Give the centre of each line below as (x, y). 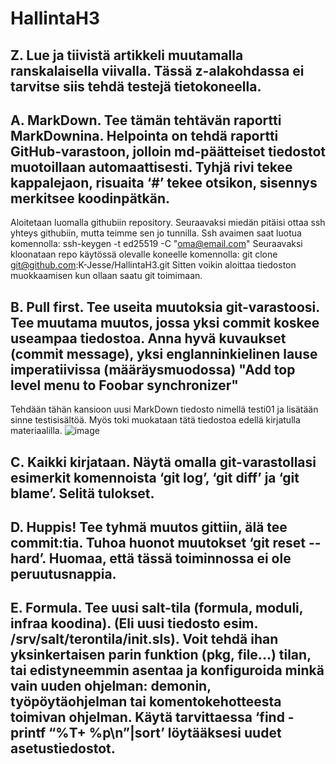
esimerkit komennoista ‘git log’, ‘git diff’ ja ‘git (155, 477)
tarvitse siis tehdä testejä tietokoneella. (136, 86)
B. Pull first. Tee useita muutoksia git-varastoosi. (165, 307)
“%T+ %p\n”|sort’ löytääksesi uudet (165, 733)
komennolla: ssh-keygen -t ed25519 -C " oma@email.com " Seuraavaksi (156, 244)
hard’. (28, 558)
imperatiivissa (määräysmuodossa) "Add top (153, 369)
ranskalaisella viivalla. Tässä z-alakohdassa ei (157, 70)
